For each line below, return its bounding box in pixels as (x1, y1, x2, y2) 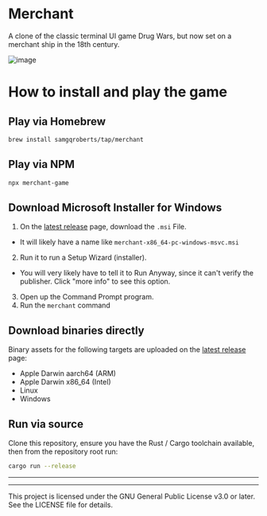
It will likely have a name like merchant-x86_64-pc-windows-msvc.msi (19, 237, 240, 247)
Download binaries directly (8, 323, 145, 337)
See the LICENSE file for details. (8, 499, 114, 510)
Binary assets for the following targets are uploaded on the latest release (8, 345, 246, 354)
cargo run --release (8, 462, 77, 470)
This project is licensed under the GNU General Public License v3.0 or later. (8, 491, 256, 501)
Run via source (8, 417, 83, 431)
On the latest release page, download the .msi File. (19, 222, 187, 232)
